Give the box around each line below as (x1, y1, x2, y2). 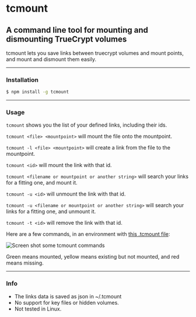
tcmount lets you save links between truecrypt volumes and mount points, (6, 50, 184, 57)
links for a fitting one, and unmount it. (6, 208, 96, 215)
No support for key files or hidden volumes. (14, 299, 120, 306)
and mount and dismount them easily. (6, 56, 96, 62)
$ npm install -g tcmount (6, 89, 69, 95)
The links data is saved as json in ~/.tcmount (14, 292, 122, 299)
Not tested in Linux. (14, 305, 62, 312)
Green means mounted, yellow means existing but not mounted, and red (6, 253, 180, 260)
